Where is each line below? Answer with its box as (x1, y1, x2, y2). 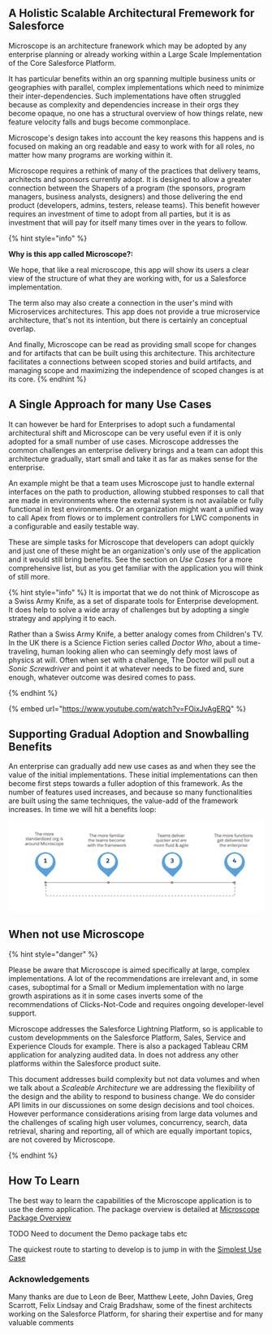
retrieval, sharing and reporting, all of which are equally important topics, (8, 1126, 253, 1136)
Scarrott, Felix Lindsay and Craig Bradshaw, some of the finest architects (8, 1301, 253, 1310)
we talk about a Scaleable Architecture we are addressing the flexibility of (8, 1083, 256, 1093)
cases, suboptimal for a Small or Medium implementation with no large (8, 982, 244, 992)
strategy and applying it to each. (8, 613, 117, 623)
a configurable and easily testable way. (8, 521, 140, 531)
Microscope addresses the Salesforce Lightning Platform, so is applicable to (8, 1023, 264, 1033)
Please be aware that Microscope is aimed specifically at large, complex (8, 965, 250, 975)
